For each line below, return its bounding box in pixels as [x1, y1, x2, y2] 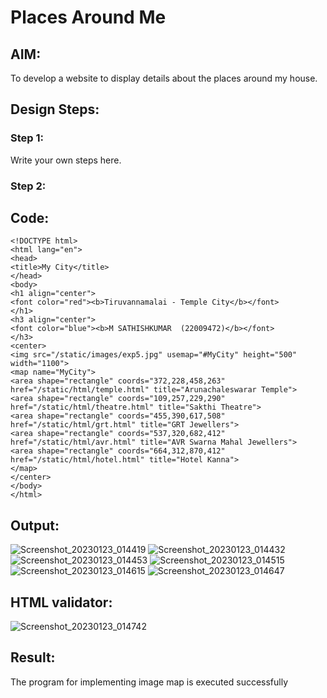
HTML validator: [10, 594, 113, 611]
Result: [10, 649, 56, 666]
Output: [10, 517, 60, 534]
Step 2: [10, 179, 47, 193]
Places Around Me [10, 6, 167, 29]
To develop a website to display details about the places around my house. [10, 72, 318, 84]
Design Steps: [10, 101, 100, 118]
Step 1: [10, 131, 44, 145]
